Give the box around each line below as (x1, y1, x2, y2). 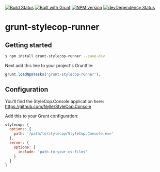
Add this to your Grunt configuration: (5, 113, 79, 119)
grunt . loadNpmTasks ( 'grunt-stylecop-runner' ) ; (5, 72, 101, 77)
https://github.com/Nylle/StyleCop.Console (5, 103, 91, 109)
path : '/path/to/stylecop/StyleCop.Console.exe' (14, 131, 114, 136)
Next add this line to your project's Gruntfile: (5, 62, 94, 68)
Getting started (5, 41, 52, 49)
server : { (9, 140, 29, 145)
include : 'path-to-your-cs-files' (17, 149, 88, 154)
